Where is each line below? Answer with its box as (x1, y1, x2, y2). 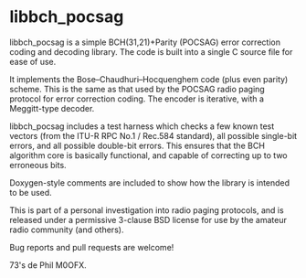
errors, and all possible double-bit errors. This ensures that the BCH (9, 140, 265, 151)
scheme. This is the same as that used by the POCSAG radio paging (9, 83, 265, 94)
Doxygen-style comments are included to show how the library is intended (9, 176, 290, 188)
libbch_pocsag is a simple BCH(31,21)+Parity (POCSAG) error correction (9, 37, 281, 48)
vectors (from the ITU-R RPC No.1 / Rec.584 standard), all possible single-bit (9, 130, 298, 141)
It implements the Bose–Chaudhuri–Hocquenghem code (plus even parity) (9, 73, 289, 84)
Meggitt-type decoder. (9, 102, 95, 113)
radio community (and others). (9, 224, 124, 235)
